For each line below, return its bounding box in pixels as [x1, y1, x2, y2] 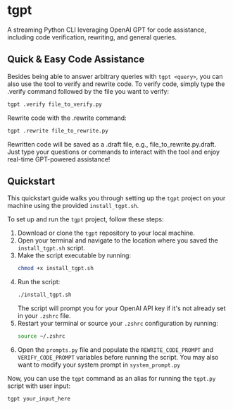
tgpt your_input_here [7, 395, 71, 402]
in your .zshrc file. [17, 312, 71, 320]
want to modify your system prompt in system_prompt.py [17, 360, 181, 369]
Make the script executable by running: [17, 251, 132, 260]
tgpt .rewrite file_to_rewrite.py [7, 127, 109, 134]
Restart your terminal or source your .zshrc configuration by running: [17, 319, 218, 328]
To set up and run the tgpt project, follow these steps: [7, 215, 164, 224]
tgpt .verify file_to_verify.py [7, 101, 102, 108]
